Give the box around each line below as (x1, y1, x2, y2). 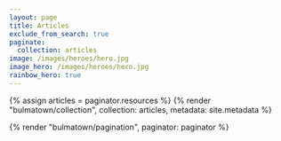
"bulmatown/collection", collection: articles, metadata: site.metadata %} (9, 104, 273, 115)
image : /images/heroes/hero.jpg (9, 54, 129, 63)
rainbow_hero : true (9, 71, 82, 80)
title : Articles (9, 21, 69, 30)
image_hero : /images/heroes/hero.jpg (9, 63, 149, 72)
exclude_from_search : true (9, 29, 109, 38)
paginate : (9, 37, 46, 47)
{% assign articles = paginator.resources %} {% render (9, 95, 212, 106)
